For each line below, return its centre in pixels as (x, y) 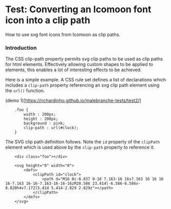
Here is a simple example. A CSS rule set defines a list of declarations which (86, 80)
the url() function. (25, 91)
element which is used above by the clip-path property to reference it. (80, 148)
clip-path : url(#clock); (51, 128)
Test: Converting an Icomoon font (78, 9)
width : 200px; (40, 114)
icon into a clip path (48, 20)
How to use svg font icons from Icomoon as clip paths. (63, 34)
